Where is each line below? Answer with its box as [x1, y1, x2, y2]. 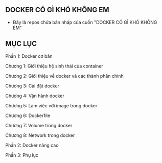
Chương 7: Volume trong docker [5, 122, 73, 128]
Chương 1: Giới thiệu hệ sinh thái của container [5, 63, 103, 69]
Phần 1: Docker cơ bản [5, 53, 53, 59]
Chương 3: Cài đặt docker [5, 83, 60, 89]
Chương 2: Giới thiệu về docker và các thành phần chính [5, 73, 124, 79]
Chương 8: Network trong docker [5, 132, 75, 138]
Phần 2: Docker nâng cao [5, 142, 59, 148]
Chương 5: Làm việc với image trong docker [5, 102, 98, 108]
